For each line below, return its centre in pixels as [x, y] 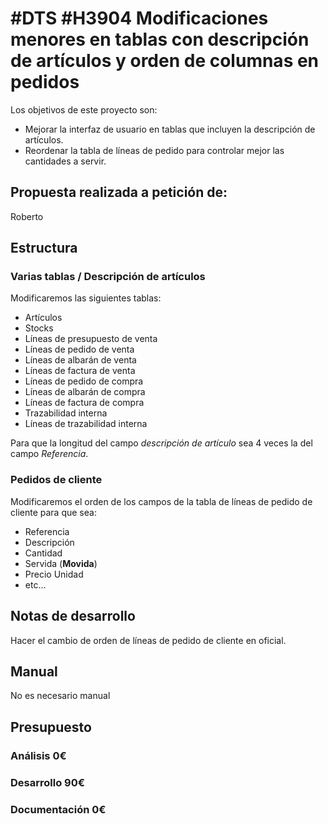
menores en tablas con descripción [160, 39]
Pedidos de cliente [56, 480]
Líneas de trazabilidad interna [86, 424]
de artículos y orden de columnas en [165, 61]
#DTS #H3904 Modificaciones [139, 18]
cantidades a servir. [65, 161]
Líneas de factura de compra [84, 403]
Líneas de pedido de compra [84, 381]
